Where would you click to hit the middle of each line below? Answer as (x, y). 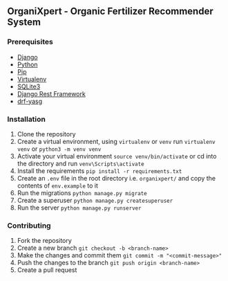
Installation (27, 119)
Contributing (29, 226)
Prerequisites (30, 42)
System (24, 22)
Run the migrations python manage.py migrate (82, 192)
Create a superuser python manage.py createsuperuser (95, 200)
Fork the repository (45, 241)
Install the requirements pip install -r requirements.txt (99, 171)
